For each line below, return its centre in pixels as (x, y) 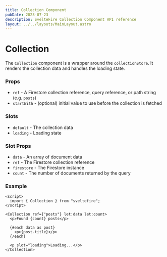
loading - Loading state (37, 133)
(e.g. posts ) (24, 98)
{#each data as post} (33, 228)
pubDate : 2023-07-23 (27, 15)
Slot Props (18, 146)
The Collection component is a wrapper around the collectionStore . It (79, 63)
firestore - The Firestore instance (48, 168)
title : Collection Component (36, 10)
